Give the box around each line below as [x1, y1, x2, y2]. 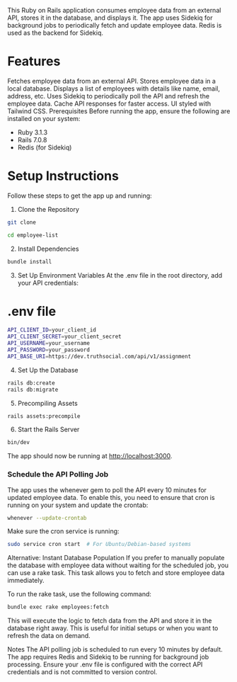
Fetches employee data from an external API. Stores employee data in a [7, 76, 216, 85]
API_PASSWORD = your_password [7, 346, 91, 353]
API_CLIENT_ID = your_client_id [7, 326, 97, 334]
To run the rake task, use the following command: [7, 590, 152, 598]
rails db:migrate [7, 386, 59, 393]
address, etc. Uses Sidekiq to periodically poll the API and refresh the [7, 91, 210, 100]
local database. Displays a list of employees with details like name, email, [7, 84, 221, 93]
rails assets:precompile [7, 412, 81, 420]
